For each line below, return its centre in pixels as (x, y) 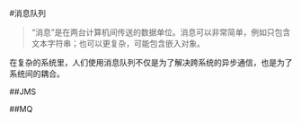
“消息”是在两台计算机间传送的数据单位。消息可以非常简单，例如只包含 (161, 32)
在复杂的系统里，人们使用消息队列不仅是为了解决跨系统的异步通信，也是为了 (151, 62)
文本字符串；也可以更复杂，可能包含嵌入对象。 (118, 44)
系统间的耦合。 (37, 74)
